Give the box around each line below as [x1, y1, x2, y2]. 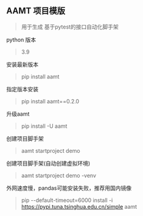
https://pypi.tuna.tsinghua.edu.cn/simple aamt [21, 203, 138, 210]
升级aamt [6, 110, 30, 117]
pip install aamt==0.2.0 [21, 97, 80, 105]
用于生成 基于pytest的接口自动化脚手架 [21, 23, 119, 30]
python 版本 [6, 36, 37, 43]
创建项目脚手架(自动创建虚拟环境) [6, 159, 91, 167]
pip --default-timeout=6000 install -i [21, 197, 113, 204]
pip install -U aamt [21, 122, 68, 130]
